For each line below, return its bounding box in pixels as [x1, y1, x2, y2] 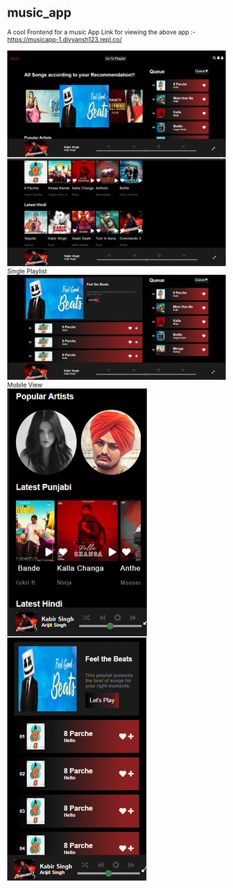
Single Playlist [7, 267, 47, 276]
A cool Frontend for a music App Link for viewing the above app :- [7, 28, 196, 36]
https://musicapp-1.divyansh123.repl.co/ [7, 35, 123, 43]
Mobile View [7, 380, 43, 389]
